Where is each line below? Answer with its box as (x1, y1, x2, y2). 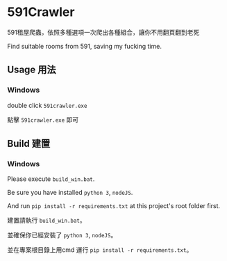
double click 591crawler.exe (7, 101, 87, 109)
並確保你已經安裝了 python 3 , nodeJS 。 (7, 231, 117, 239)
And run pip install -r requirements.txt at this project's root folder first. (7, 202, 221, 210)
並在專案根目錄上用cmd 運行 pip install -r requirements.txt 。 (7, 246, 193, 254)
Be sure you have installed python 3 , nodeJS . (7, 189, 133, 197)
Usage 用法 (7, 64, 57, 76)
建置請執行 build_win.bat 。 (7, 216, 87, 225)
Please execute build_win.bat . (7, 175, 95, 183)
